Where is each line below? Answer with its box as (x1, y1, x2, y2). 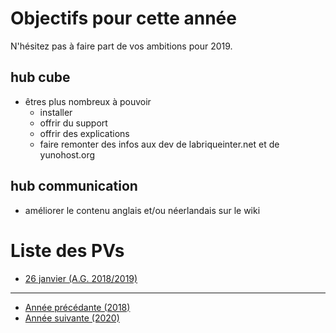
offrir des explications (39, 127, 130, 139)
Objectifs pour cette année (10, 7, 237, 30)
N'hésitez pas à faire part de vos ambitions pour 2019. (10, 40, 233, 52)
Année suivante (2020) (24, 312, 120, 324)
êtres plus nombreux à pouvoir (24, 95, 152, 107)
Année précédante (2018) (24, 301, 131, 313)
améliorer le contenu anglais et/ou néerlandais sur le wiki (24, 204, 261, 216)
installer (39, 106, 73, 118)
